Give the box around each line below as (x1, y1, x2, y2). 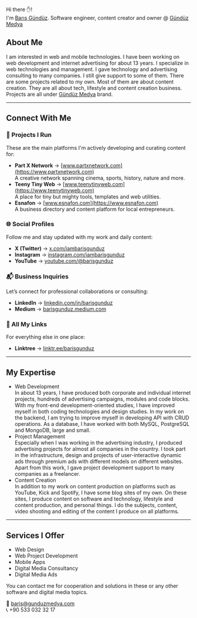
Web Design (14, 546, 45, 553)
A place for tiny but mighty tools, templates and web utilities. (14, 193, 161, 200)
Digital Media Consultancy (14, 565, 79, 572)
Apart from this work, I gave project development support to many (14, 464, 175, 471)
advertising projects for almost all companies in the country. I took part (14, 445, 186, 452)
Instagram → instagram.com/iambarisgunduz (14, 251, 125, 258)
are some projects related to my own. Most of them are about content (6, 78, 174, 85)
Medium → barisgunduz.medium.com (14, 305, 107, 313)
